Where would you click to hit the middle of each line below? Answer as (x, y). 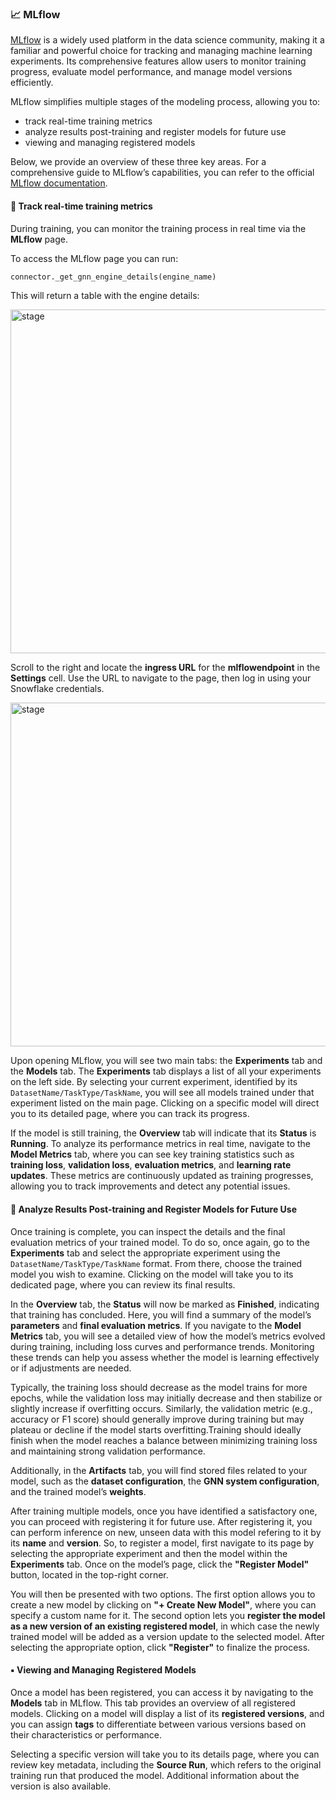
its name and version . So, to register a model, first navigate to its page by (162, 1543)
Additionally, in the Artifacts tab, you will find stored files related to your (159, 1470)
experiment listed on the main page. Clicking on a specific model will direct (165, 1103)
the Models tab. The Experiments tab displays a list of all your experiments (166, 1071)
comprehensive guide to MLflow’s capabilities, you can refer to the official (162, 173)
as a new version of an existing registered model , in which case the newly (165, 1626)
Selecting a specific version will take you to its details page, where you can (165, 1754)
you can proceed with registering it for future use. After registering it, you (161, 1521)
